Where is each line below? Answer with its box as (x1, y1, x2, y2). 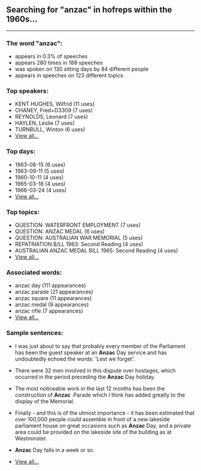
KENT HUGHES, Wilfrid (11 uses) (14, 100, 95, 107)
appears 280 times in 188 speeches (14, 59, 103, 67)
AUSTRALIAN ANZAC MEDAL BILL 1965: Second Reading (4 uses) (14, 247, 178, 254)
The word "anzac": (6, 39, 63, 47)
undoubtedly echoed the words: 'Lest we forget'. (14, 355, 135, 362)
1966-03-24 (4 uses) (14, 186, 67, 194)
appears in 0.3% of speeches (14, 53, 88, 60)
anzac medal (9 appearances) (14, 301, 89, 308)
